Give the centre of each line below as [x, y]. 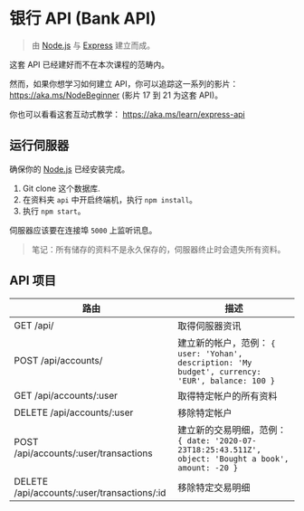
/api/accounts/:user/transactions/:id [90, 492]
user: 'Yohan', [210, 353]
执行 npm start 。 [54, 211]
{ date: [194, 440]
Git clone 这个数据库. [62, 188]
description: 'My [215, 362]
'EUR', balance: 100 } [227, 380]
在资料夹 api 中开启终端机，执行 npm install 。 [109, 199]
